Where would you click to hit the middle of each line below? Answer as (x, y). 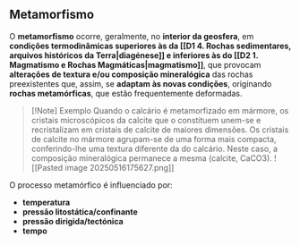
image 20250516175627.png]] (120, 167)
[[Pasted (47, 167)
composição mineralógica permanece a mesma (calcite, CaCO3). (152, 158)
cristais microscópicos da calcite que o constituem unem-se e (146, 120)
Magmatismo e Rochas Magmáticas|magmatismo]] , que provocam (135, 64)
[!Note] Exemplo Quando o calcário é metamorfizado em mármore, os (160, 110)
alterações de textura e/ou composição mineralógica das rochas (131, 74)
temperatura (46, 202)
